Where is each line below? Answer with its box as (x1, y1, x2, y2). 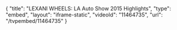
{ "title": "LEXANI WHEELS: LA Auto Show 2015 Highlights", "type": (5, 5, 172, 12)
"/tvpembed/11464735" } (5, 18, 67, 24)
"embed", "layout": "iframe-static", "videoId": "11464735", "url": (5, 11, 163, 18)
